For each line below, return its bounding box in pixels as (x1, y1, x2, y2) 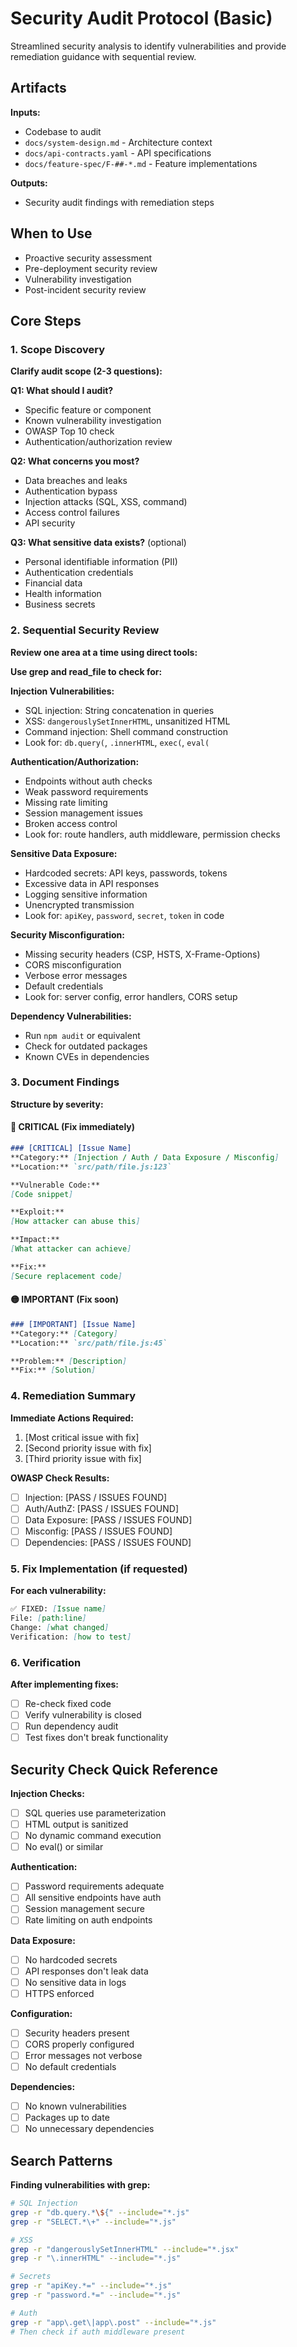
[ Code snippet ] (10, 1189, 74, 1199)
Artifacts (10, 80, 67, 97)
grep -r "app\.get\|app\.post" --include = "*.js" (10, 2317, 217, 2327)
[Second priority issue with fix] (24, 1442, 152, 1454)
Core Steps (10, 312, 82, 329)
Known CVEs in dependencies (24, 1050, 150, 1062)
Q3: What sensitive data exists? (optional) (10, 537, 187, 549)
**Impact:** (10, 1235, 60, 1245)
